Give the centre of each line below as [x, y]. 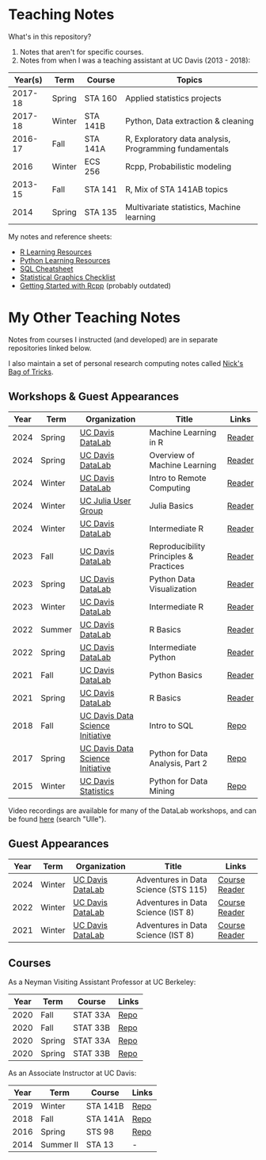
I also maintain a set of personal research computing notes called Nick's [126, 363]
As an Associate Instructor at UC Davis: [72, 1073]
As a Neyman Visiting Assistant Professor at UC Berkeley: [102, 982]
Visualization [173, 589]
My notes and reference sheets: [60, 236]
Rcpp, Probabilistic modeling [179, 166]
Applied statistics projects [173, 98]
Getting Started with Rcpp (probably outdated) [95, 285]
